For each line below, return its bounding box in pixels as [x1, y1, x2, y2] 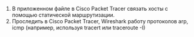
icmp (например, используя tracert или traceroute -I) [11, 24, 146, 31]
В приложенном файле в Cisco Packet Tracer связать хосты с [11, 5, 168, 12]
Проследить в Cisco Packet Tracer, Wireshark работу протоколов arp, [11, 18, 189, 24]
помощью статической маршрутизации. [11, 11, 115, 18]
